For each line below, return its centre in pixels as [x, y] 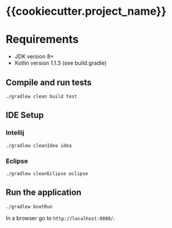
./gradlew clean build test [42, 96]
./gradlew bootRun [29, 206]
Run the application [44, 193]
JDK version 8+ [34, 57]
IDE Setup [25, 115]
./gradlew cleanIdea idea [39, 146]
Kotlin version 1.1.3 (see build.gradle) [61, 63]
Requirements [42, 40]
